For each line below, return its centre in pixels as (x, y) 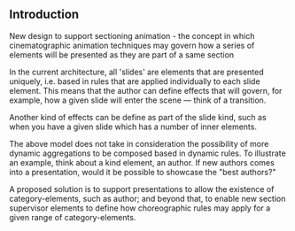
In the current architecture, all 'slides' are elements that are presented (136, 72)
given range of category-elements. (73, 217)
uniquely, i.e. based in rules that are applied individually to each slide (135, 81)
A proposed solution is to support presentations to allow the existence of (142, 189)
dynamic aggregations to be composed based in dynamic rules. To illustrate (147, 153)
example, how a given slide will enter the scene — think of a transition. (138, 100)
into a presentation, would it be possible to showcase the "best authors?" (143, 172)
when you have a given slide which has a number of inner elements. (133, 127)
